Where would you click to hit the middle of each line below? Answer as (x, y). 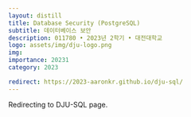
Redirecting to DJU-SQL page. (58, 104)
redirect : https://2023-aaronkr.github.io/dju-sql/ (95, 82)
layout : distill (35, 16)
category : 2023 (33, 68)
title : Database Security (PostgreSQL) (74, 23)
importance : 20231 (39, 60)
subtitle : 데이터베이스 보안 (50, 30)
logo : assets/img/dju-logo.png (60, 45)
